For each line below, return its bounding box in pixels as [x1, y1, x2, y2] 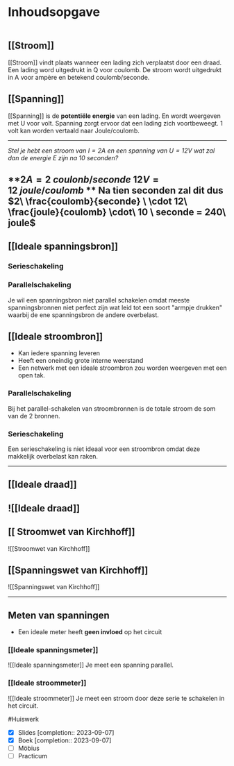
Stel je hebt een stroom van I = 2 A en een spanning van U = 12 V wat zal [8, 146, 215, 155]
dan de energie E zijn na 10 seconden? [8, 153, 119, 162]
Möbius [17, 744, 40, 752]
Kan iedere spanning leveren [17, 349, 100, 357]
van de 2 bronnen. [8, 411, 61, 420]
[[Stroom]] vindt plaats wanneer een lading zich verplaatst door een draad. [8, 58, 222, 67]
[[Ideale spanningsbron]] [8, 241, 119, 253]
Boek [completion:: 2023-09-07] [17, 736, 112, 744]
